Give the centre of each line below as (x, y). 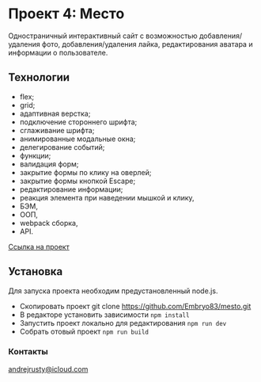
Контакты (28, 352)
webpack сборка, (49, 223)
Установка (36, 271)
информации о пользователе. (58, 52)
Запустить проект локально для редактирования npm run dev (123, 323)
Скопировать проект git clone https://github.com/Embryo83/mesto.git (135, 306)
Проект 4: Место (66, 14)
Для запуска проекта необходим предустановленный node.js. (113, 291)
